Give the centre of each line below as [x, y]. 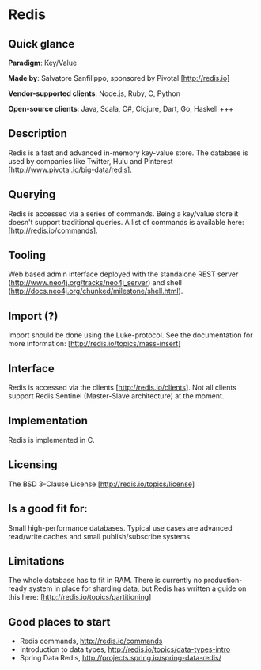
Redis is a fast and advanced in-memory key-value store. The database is [128, 153]
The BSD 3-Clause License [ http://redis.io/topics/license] [102, 484]
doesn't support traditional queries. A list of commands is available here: [126, 222]
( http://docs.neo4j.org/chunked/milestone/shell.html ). [96, 291]
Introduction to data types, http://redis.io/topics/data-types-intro [125, 649]
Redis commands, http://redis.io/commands [91, 641]
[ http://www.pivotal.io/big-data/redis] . [70, 169]
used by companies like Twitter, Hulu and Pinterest [91, 161]
